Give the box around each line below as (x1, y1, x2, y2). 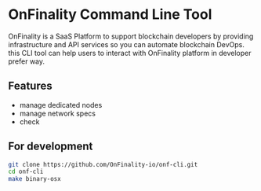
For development (8, 140, 93, 153)
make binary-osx (8, 175, 61, 183)
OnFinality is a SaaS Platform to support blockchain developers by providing (8, 31, 254, 41)
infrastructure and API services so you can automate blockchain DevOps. (8, 39, 245, 49)
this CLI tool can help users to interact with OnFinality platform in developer (8, 48, 252, 57)
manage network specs (19, 108, 96, 118)
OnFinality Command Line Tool (8, 6, 212, 24)
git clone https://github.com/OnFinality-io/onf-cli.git (8, 160, 198, 168)
